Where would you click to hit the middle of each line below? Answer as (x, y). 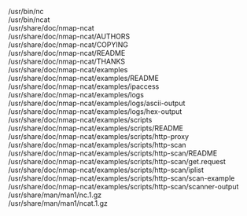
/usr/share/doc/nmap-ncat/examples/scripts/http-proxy (99, 136)
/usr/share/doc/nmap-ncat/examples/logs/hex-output (95, 112)
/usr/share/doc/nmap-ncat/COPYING (68, 45)
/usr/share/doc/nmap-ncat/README (67, 53)
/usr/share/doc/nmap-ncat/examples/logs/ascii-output (97, 103)
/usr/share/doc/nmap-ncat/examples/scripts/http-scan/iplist (106, 170)
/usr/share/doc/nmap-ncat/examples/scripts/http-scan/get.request (117, 161)
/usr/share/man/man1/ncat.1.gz (58, 203)
